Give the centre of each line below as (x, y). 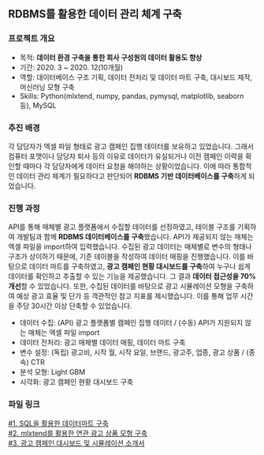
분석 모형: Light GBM (52, 372)
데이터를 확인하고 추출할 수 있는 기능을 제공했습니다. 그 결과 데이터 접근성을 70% (132, 276)
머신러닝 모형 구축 (47, 87)
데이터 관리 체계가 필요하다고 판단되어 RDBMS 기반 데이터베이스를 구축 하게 (131, 175)
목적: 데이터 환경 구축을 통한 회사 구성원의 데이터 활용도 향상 (111, 57)
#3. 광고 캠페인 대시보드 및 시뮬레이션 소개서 (76, 443)
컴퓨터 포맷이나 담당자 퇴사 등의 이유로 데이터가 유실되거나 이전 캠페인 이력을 (126, 156)
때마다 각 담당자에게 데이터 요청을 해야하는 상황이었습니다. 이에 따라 (126, 166)
